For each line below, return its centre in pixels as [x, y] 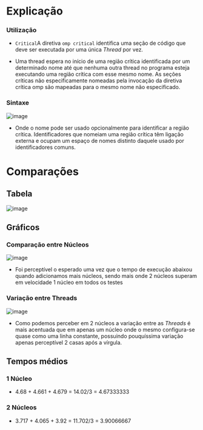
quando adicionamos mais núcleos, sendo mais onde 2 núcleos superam [106, 276]
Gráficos [23, 227]
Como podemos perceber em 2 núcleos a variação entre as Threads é [103, 323]
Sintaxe [18, 103]
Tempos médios [37, 362]
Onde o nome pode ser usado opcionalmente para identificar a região [102, 128]
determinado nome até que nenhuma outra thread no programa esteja [102, 68]
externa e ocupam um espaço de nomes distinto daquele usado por [100, 141]
